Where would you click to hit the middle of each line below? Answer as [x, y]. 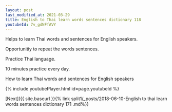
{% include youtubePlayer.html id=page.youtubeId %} [62, 89]
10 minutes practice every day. [38, 69]
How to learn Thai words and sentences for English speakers [70, 79]
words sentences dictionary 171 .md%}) [47, 104]
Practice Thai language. [30, 59]
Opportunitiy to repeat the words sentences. [52, 49]
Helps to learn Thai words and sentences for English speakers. [72, 39]
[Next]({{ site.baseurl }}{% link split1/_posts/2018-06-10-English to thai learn [87, 99]
